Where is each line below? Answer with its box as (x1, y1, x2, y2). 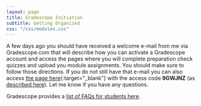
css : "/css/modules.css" (6, 25, 69, 32)
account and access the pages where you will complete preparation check (6, 55, 193, 62)
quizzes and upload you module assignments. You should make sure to (6, 62, 184, 69)
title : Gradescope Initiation (6, 15, 83, 21)
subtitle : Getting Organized (6, 20, 80, 26)
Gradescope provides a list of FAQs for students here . (6, 93, 141, 100)
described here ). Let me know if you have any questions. (6, 81, 149, 88)
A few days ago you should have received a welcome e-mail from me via (6, 42, 188, 50)
